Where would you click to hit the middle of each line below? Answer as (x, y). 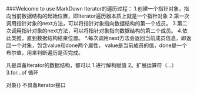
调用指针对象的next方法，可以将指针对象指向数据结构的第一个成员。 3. (92, 23)
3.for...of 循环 (22, 73)
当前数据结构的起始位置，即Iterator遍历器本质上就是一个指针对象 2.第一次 (100, 16)
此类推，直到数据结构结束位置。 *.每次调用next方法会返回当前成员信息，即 (96, 38)
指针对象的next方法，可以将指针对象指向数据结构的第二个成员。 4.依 (105, 31)
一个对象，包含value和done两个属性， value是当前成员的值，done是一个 (99, 45)
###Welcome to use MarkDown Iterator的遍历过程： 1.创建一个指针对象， (95, 9)
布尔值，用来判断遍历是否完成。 (45, 53)
